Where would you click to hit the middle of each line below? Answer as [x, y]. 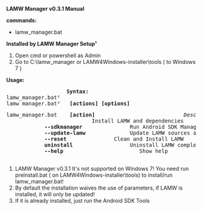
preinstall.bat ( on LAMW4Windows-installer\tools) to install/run [94, 175]
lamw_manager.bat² [33, 97]
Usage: [16, 80]
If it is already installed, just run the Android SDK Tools [82, 201]
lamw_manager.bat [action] [51, 115]
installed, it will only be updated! [55, 194]
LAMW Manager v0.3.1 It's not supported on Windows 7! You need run [102, 169]
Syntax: [78, 91]
